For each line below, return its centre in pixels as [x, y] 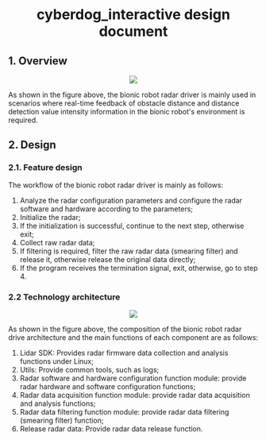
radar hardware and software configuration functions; [108, 386]
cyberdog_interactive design [133, 15]
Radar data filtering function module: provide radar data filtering [124, 411]
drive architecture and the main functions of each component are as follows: [133, 337]
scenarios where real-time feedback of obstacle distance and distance [124, 103]
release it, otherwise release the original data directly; [108, 259]
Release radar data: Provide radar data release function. [111, 428]
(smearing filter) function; [62, 420]
